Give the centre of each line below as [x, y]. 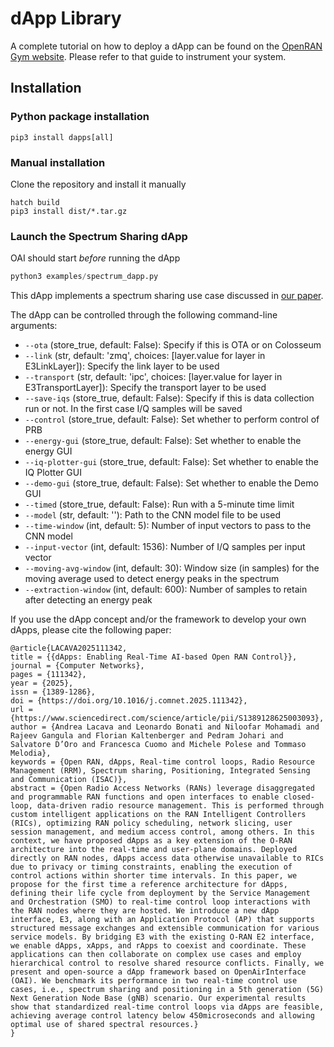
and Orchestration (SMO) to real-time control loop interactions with [160, 902]
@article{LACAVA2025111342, [69, 648]
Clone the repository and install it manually [98, 184]
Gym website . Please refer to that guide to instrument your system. [148, 56]
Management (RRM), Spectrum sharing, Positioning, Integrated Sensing [160, 771]
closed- [299, 797]
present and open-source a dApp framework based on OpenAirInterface [158, 972]
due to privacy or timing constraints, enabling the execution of [151, 867]
